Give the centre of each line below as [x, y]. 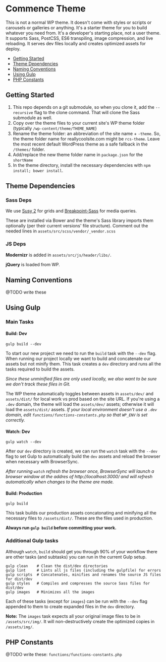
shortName [23, 160]
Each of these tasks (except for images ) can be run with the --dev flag [77, 601]
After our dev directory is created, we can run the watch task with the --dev [82, 451]
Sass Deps [19, 200]
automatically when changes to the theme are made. [60, 482]
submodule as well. [32, 118]
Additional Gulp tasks [32, 541]
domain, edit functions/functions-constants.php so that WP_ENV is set [77, 415]
